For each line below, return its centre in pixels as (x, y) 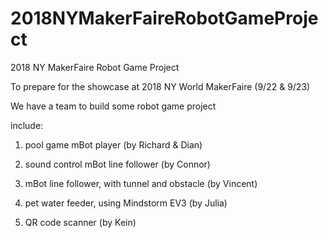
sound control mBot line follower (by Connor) (117, 164)
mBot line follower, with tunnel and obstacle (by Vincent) (141, 183)
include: (27, 125)
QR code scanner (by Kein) (80, 222)
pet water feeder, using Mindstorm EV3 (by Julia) (126, 203)
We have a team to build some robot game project (113, 106)
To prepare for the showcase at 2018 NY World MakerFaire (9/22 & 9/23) (160, 86)
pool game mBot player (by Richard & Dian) (113, 144)
